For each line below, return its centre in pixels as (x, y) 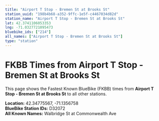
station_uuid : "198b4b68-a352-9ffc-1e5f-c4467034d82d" (62, 14)
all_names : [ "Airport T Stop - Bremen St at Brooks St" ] (64, 37)
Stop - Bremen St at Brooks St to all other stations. (56, 94)
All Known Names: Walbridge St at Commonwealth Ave (61, 113)
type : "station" (21, 41)
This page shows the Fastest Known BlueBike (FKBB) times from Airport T (79, 89)
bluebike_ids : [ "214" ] (28, 32)
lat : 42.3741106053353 (28, 23)
